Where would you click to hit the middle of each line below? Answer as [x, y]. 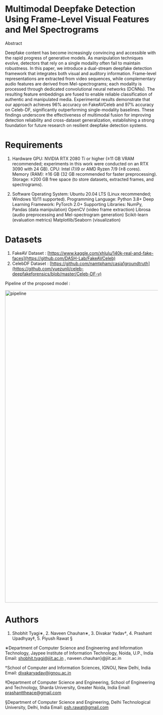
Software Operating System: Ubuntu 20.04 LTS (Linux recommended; [81, 194]
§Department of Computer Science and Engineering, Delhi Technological [78, 702]
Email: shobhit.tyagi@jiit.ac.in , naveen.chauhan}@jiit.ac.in [63, 658]
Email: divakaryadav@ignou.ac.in [38, 673]
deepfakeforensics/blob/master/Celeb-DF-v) [57, 274]
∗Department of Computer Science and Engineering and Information [74, 648]
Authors [22, 620]
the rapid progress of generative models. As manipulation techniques [74, 58]
